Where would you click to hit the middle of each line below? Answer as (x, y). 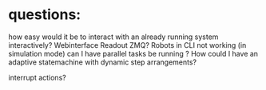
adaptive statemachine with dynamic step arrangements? (103, 62)
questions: (45, 15)
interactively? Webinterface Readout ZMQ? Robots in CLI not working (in (127, 45)
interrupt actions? (37, 77)
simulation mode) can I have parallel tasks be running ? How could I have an (133, 53)
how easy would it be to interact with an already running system (113, 37)
